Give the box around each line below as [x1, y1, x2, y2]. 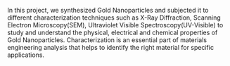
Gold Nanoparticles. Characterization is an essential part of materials [7, 36, 207, 44]
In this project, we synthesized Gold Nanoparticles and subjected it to [7, 6, 209, 14]
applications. [7, 51, 44, 59]
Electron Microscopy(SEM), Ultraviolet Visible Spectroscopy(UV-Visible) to [7, 21, 224, 29]
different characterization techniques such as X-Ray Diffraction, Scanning [7, 13, 222, 22]
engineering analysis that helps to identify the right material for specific [7, 44, 215, 51]
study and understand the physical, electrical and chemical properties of [7, 28, 218, 37]
